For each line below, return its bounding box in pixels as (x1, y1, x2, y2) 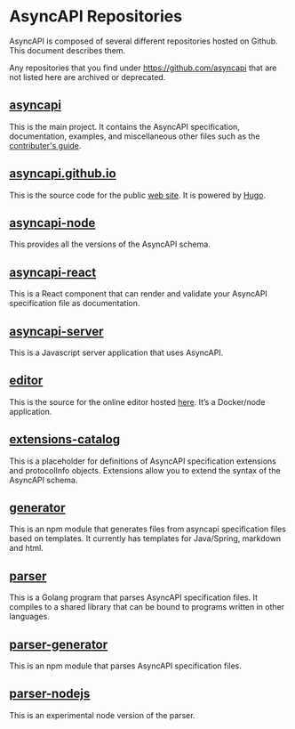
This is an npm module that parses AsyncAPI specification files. (9, 660, 243, 671)
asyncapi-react (9, 264, 97, 279)
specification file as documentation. (9, 298, 140, 309)
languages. (9, 612, 51, 622)
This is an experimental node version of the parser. (9, 709, 195, 720)
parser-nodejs (9, 686, 91, 701)
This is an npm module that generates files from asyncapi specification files (9, 523, 287, 535)
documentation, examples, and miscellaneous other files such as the (9, 131, 260, 142)
